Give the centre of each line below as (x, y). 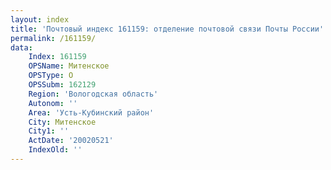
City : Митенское (62, 122)
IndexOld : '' (55, 150)
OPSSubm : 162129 (62, 85)
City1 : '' (49, 131)
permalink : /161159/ (53, 38)
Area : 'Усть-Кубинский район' (91, 112)
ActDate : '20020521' (71, 141)
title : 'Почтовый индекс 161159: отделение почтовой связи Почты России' (167, 29)
